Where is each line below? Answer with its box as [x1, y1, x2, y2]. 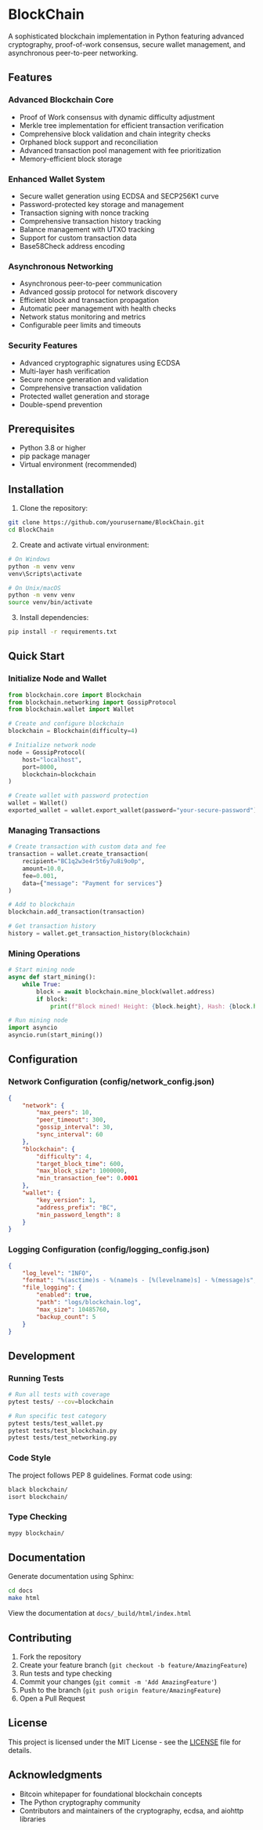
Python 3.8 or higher [19, 443, 86, 453]
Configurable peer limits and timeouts [19, 320, 142, 330]
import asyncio [8, 1024, 58, 1032]
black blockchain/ [8, 1486, 68, 1493]
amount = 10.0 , [22, 865, 65, 873]
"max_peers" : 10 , [36, 1109, 92, 1117]
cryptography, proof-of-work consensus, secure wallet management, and [8, 39, 246, 49]
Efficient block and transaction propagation [19, 296, 159, 305]
